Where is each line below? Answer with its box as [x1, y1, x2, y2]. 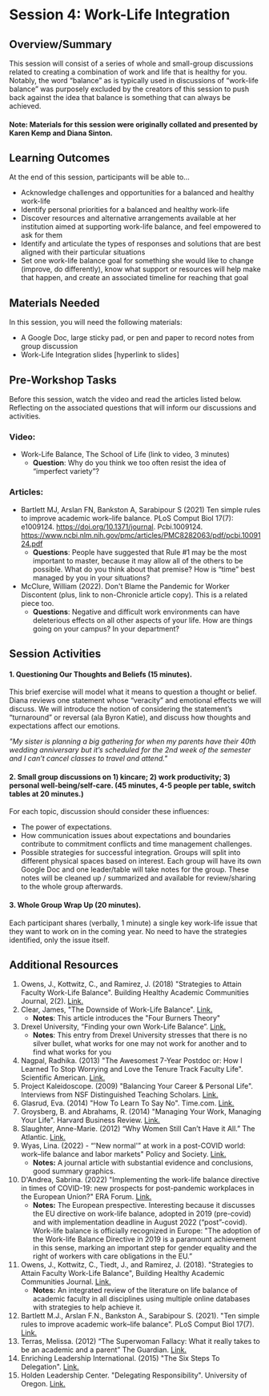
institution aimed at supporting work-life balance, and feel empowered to [20, 222, 261, 231]
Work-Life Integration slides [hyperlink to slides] [20, 350, 179, 359]
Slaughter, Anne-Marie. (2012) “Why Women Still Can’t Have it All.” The [20, 1124, 255, 1133]
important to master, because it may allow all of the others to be [32, 556, 243, 565]
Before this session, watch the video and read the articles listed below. [9, 395, 243, 404]
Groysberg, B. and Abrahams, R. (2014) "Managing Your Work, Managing [20, 1107, 262, 1117]
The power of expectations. [20, 822, 112, 832]
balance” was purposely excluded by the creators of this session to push [9, 84, 250, 94]
